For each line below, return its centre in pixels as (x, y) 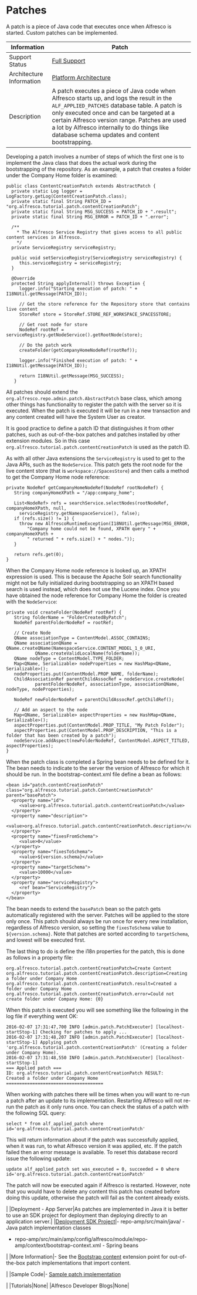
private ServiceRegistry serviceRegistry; (64, 248)
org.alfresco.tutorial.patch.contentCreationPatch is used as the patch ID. (98, 447)
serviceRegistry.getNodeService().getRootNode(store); (74, 335)
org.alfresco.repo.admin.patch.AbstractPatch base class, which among (94, 398)
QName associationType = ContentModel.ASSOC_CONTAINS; (82, 638)
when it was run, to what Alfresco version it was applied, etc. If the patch (94, 1146)
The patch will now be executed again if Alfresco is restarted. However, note (98, 1185)
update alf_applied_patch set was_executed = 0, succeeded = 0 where (93, 1169)
